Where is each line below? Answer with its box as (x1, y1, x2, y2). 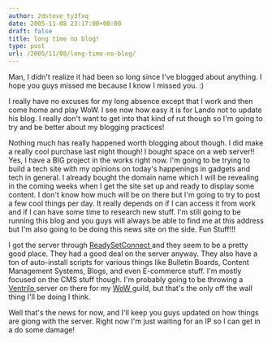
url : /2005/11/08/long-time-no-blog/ (8, 50, 136, 58)
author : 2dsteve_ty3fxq (8, 11, 89, 20)
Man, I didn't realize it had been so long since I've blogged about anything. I (8, 72, 262, 81)
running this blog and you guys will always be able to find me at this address (8, 216, 264, 225)
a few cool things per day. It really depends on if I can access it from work (8, 198, 257, 208)
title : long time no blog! (8, 34, 100, 43)
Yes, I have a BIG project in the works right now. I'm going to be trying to (8, 155, 250, 165)
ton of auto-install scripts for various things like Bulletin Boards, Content (8, 258, 249, 267)
